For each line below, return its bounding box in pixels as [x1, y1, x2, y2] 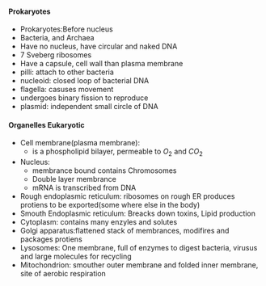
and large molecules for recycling [19, 251, 132, 262]
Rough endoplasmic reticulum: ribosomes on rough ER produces [19, 191, 235, 201]
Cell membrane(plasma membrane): [19, 138, 140, 148]
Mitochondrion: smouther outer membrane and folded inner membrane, [19, 260, 259, 270]
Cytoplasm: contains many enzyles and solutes [19, 217, 178, 227]
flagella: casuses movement [19, 85, 114, 95]
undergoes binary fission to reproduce [19, 93, 149, 103]
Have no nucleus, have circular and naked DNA [19, 41, 178, 52]
